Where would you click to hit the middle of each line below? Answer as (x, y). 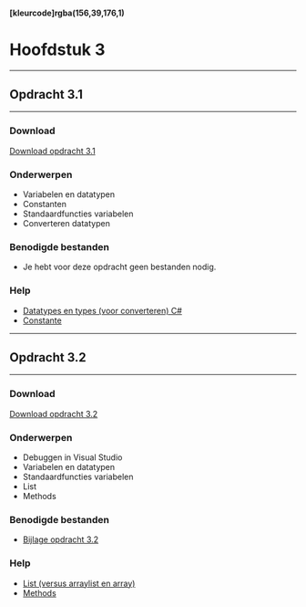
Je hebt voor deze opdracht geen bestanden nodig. (119, 267)
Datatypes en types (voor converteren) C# (102, 310)
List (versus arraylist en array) (79, 583)
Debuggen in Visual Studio (72, 457)
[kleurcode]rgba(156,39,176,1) (67, 13)
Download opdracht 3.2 (54, 413)
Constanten (44, 204)
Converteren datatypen (66, 223)
